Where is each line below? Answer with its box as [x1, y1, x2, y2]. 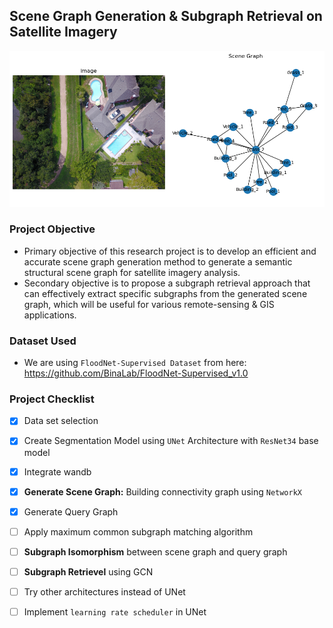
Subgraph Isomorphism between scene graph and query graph [23, 545, 288, 558]
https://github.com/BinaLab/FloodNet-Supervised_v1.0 [23, 367, 249, 379]
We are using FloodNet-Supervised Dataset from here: [23, 357, 247, 369]
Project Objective [9, 222, 96, 236]
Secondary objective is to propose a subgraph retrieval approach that [23, 277, 311, 289]
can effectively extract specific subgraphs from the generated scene [23, 287, 308, 299]
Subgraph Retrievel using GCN [23, 565, 154, 578]
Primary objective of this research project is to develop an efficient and [23, 245, 317, 257]
